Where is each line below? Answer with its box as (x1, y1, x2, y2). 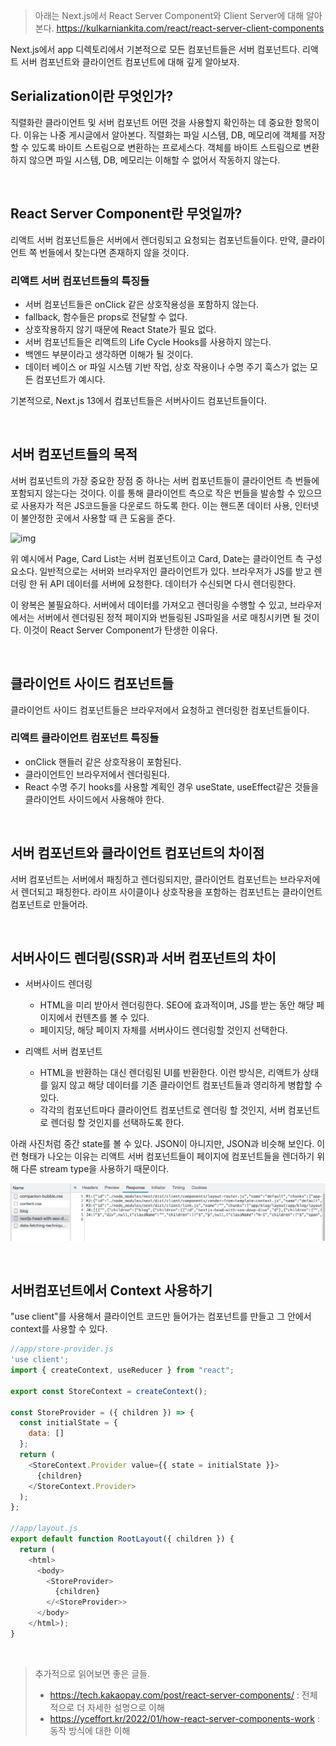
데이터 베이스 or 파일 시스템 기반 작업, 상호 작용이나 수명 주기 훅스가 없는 (24, 360, 308, 373)
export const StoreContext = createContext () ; (10, 1386, 208, 1396)
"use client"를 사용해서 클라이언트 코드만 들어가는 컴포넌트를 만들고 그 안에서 (10, 1310, 312, 1323)
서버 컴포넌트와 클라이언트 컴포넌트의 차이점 (10, 845, 265, 862)
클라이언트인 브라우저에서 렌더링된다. (24, 768, 170, 780)
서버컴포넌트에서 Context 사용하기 (10, 1282, 213, 1299)
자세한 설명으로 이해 (86, 1701, 165, 1713)
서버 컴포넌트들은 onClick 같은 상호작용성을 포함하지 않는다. (24, 298, 260, 310)
